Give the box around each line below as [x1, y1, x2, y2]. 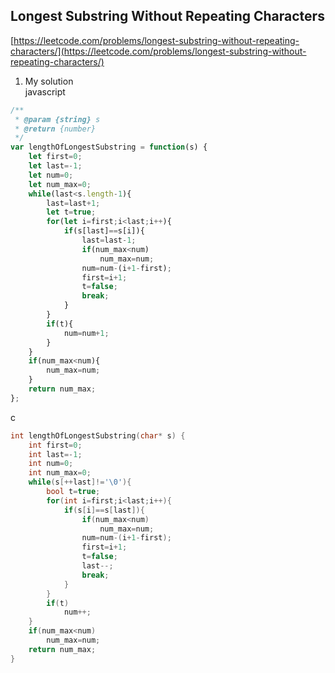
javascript [24, 85, 66, 98]
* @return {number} [14, 124, 97, 134]
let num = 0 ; [28, 170, 74, 180]
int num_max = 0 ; [28, 468, 92, 478]
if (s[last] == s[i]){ [63, 226, 145, 236]
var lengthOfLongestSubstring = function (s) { [10, 142, 208, 153]
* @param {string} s [14, 114, 101, 124]
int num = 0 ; [28, 459, 74, 469]
